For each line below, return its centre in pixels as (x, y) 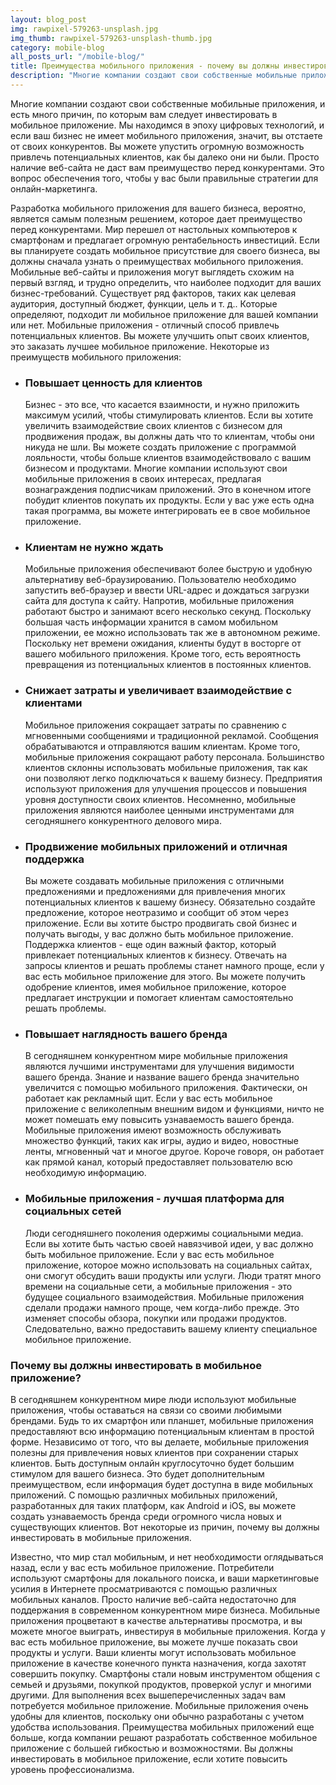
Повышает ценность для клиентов (113, 383)
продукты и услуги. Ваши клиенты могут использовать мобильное (153, 1652)
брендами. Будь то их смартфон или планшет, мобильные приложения (162, 1420)
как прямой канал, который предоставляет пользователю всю (158, 1162)
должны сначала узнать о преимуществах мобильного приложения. (157, 261)
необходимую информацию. (85, 1173)
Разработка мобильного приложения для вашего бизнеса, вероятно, (158, 208)
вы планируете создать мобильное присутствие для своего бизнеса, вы (165, 250)
